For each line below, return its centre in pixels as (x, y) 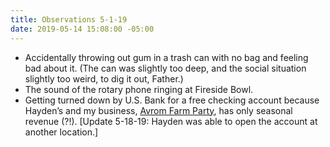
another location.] (61, 132)
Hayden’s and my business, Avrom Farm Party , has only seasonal (158, 110)
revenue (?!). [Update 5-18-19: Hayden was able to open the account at (171, 121)
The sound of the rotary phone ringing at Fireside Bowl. (139, 89)
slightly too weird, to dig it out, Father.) (104, 78)
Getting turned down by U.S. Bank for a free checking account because (172, 100)
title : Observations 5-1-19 (69, 19)
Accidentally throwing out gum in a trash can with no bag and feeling (166, 57)
